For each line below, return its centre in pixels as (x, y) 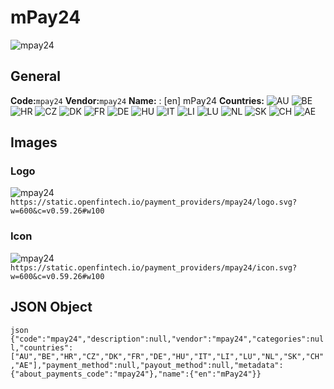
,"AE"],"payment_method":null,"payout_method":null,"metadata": (147, 365)
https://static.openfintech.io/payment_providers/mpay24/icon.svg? (154, 267)
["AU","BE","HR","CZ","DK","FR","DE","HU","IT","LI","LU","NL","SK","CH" (167, 356)
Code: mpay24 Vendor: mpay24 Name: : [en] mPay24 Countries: (137, 100)
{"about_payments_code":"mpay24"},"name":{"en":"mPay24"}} (136, 374)
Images (34, 142)
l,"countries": (42, 347)
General (36, 76)
